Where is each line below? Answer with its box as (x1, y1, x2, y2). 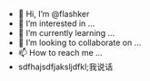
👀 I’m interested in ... (17, 18, 95, 29)
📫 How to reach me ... (17, 48, 103, 58)
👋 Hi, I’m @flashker (17, 9, 90, 19)
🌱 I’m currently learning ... (17, 28, 115, 38)
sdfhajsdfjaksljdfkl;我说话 (17, 61, 114, 72)
